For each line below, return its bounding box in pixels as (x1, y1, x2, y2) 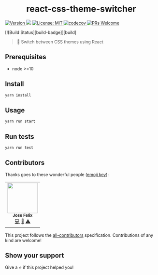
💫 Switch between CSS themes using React (16, 39, 103, 45)
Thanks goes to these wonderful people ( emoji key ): (5, 171, 109, 178)
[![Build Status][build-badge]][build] (5, 29, 76, 35)
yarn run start (5, 119, 36, 124)
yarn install (5, 93, 31, 97)
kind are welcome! (5, 237, 42, 243)
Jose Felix (13, 212, 33, 218)
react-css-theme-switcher (26, 3, 136, 15)
